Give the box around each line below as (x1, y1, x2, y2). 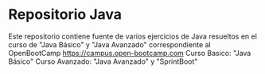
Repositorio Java (8, 6, 122, 24)
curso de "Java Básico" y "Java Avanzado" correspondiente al (8, 39, 211, 49)
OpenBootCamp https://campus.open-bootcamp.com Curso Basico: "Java (8, 48, 251, 57)
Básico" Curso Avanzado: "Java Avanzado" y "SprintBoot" (8, 57, 198, 66)
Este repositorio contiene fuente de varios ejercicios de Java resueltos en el (8, 31, 257, 41)
